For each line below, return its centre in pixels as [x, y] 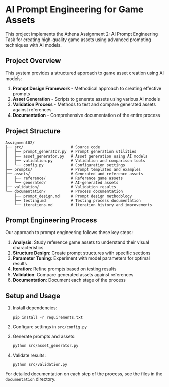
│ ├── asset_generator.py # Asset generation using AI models [76, 156]
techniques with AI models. [34, 45]
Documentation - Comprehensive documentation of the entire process [86, 115]
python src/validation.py [40, 365]
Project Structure [33, 131]
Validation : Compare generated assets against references [73, 275]
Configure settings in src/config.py [50, 327]
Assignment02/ [20, 143]
